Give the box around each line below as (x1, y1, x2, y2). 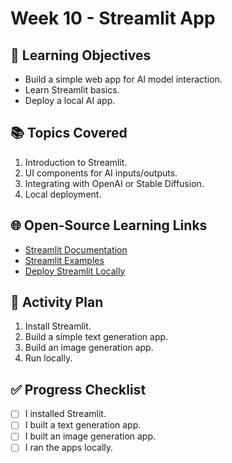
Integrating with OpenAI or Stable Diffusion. (24, 177, 205, 189)
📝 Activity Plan (10, 294, 104, 311)
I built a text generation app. (24, 419, 142, 431)
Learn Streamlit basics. (24, 84, 120, 96)
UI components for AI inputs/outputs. (24, 167, 178, 179)
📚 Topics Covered (10, 125, 128, 142)
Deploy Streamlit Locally (24, 265, 126, 277)
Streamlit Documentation (24, 243, 128, 256)
